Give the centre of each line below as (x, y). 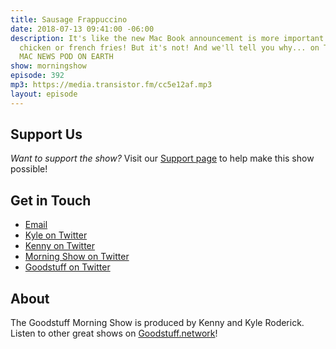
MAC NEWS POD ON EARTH (66, 57)
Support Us (46, 134)
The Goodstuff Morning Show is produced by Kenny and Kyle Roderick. (157, 323)
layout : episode (44, 94)
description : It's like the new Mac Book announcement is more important (167, 38)
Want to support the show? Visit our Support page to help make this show (162, 158)
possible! (29, 169)
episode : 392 (37, 76)
